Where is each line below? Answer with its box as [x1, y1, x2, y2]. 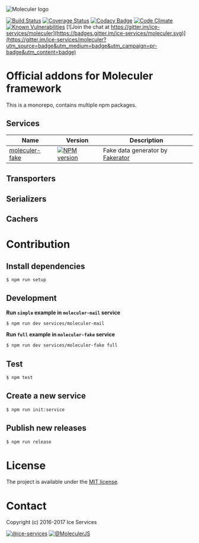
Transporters [6, 173, 56, 184]
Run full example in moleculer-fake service [6, 331, 115, 338]
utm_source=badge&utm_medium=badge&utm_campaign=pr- [6, 42, 158, 49]
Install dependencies [6, 261, 85, 271]
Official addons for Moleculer [6, 69, 153, 83]
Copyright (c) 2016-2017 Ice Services [6, 519, 97, 526]
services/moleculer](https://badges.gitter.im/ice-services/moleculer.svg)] [6, 30, 186, 37]
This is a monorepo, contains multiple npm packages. [6, 101, 137, 108]
